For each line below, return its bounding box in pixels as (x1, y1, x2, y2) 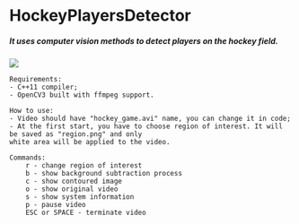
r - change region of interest (25, 161, 143, 170)
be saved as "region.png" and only (9, 130, 143, 139)
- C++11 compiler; (9, 82, 78, 92)
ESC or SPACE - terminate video (25, 208, 146, 218)
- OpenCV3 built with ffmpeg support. (9, 90, 154, 99)
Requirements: (9, 75, 63, 84)
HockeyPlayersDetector (9, 5, 191, 26)
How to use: (9, 107, 54, 116)
